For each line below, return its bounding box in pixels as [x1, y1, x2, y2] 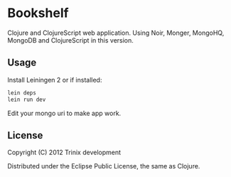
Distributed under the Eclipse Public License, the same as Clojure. [7, 162, 200, 171]
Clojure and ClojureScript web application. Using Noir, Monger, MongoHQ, [7, 28, 225, 37]
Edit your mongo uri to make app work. [7, 109, 122, 117]
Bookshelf [7, 5, 69, 21]
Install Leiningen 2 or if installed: [7, 75, 102, 84]
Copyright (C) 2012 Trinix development [7, 148, 122, 157]
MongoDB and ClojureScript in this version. [7, 36, 134, 44]
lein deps [7, 89, 37, 97]
